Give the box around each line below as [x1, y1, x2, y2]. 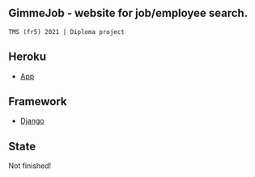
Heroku [8, 50, 47, 64]
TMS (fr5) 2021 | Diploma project [8, 27, 125, 36]
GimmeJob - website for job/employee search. [8, 6, 249, 20]
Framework [8, 95, 67, 108]
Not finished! [8, 161, 52, 171]
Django [19, 116, 45, 126]
